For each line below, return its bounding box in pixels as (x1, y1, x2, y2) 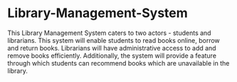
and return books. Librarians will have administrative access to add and (7, 43, 216, 52)
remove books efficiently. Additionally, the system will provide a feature (7, 51, 217, 60)
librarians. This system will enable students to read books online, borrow (7, 36, 221, 44)
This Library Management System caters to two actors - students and (7, 29, 211, 37)
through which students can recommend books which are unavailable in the (7, 58, 230, 67)
